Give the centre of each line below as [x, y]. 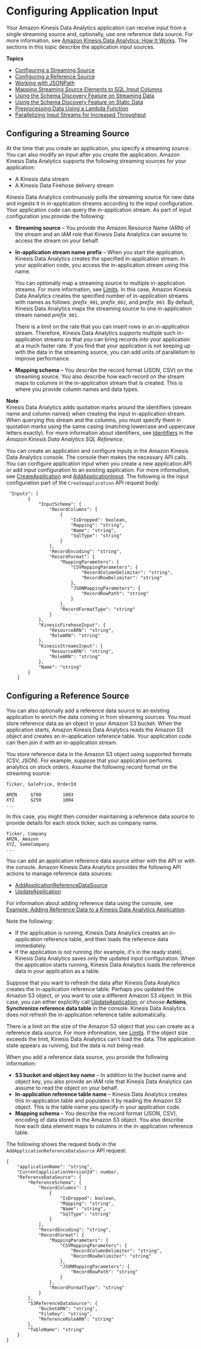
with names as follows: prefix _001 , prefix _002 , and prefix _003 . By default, [104, 302]
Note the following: [30, 921]
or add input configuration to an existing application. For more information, [98, 470]
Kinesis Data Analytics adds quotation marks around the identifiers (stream [99, 407]
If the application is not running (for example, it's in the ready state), [99, 952]
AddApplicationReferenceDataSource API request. [67, 1150]
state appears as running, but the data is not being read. [76, 1045]
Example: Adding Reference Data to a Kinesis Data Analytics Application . [96, 909]
